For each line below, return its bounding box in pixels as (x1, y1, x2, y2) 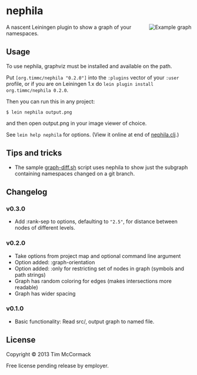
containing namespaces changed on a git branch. (14, 170, 135, 177)
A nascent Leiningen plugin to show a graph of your (6, 24, 132, 31)
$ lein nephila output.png (6, 109, 72, 115)
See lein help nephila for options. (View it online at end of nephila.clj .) (6, 131, 179, 138)
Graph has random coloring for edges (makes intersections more (14, 277, 172, 284)
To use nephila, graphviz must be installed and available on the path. (6, 62, 172, 69)
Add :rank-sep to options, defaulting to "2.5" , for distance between (14, 218, 178, 225)
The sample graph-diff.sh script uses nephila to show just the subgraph (14, 164, 188, 171)
